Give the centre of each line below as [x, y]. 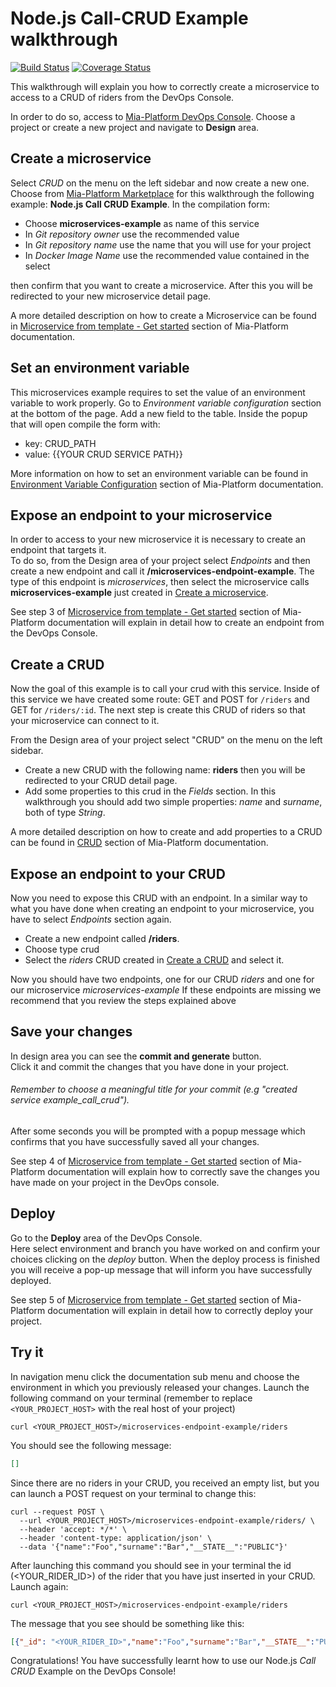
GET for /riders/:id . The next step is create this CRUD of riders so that [158, 710]
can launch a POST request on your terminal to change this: [133, 1493]
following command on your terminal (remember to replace [131, 1398]
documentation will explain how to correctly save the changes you [183, 1172]
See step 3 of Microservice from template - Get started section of [145, 612]
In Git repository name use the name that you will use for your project [168, 244]
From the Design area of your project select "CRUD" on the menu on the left [166, 740]
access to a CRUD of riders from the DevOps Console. [122, 97]
